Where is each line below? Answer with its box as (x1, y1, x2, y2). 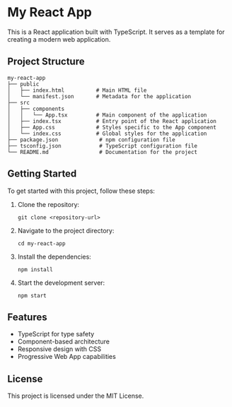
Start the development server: (17, 278, 105, 287)
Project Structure (7, 56, 85, 68)
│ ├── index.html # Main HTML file (7, 86, 147, 94)
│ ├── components (7, 105, 65, 112)
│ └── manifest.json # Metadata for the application (7, 93, 192, 100)
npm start (17, 292, 47, 299)
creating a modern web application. (7, 35, 111, 43)
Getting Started (7, 167, 77, 180)
